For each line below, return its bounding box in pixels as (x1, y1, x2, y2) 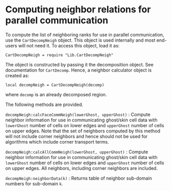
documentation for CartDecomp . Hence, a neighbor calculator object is (5, 67, 152, 73)
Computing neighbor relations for (5, 4, 151, 15)
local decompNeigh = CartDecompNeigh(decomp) (5, 82, 104, 88)
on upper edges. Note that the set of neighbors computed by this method (5, 128, 161, 134)
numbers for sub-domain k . (5, 180, 63, 186)
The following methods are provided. (5, 101, 84, 108)
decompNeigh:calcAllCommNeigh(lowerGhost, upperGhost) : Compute (5, 148, 148, 155)
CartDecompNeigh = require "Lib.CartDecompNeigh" (5, 53, 114, 58)
